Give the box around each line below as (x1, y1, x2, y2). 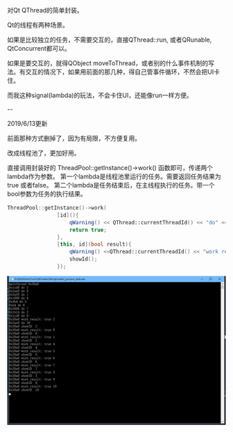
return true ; (69, 226, 107, 233)
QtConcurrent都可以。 (7, 44, 71, 52)
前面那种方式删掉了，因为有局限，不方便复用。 (7, 134, 141, 142)
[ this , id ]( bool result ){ (56, 241, 132, 248)
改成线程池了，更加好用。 (7, 149, 80, 157)
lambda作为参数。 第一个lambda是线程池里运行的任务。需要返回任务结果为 (7, 172, 221, 181)
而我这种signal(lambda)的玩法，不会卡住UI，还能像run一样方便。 (7, 91, 193, 99)
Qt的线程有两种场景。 (7, 21, 69, 29)
